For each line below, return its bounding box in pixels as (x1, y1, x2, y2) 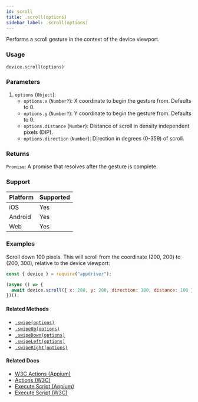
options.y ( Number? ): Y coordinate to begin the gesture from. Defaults (23, 110, 192, 117)
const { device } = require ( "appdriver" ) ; (6, 271, 112, 277)
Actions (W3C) (14, 376, 51, 384)
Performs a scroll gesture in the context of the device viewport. (6, 36, 160, 43)
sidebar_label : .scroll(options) (6, 19, 88, 25)
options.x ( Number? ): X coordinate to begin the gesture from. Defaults (23, 97, 192, 104)
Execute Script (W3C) (14, 389, 68, 396)
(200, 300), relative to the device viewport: (6, 259, 110, 266)
